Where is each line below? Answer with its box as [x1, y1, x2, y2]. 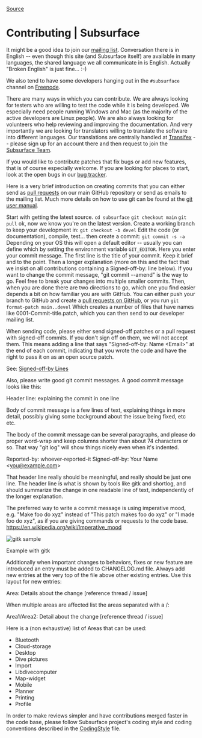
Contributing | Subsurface [6, 27, 140, 40]
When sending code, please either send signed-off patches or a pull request [6, 327, 195, 335]
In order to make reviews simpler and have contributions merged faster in [6, 711, 188, 719]
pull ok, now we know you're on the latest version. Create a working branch [6, 219, 195, 227]
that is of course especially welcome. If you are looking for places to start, [6, 164, 190, 171]
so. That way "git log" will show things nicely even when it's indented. [6, 443, 179, 451]
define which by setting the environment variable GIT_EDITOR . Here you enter [6, 245, 196, 253]
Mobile [14, 681, 32, 688]
